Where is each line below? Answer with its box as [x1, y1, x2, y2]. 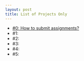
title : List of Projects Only [5, 12, 68, 17]
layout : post [5, 7, 32, 12]
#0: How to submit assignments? [12, 25, 80, 31]
